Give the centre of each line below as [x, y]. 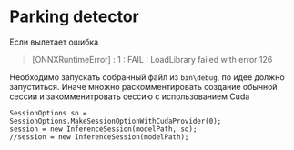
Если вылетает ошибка [54, 42]
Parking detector [74, 17]
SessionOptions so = [49, 113]
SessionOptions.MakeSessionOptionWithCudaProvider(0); [116, 121]
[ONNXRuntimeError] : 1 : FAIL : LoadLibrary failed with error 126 [152, 59]
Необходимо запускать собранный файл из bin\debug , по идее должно [147, 77]
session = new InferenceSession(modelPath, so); [103, 129]
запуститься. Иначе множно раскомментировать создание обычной [143, 86]
